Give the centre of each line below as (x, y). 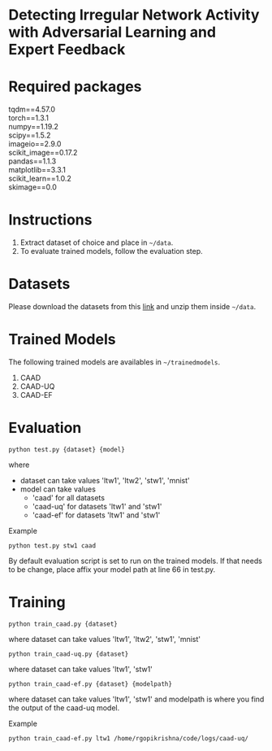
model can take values (58, 489)
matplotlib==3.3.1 (37, 170)
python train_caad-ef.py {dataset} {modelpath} (91, 684)
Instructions (50, 220)
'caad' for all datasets (69, 497)
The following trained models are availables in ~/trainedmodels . (114, 362)
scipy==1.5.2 (30, 135)
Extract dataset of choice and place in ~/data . (97, 242)
